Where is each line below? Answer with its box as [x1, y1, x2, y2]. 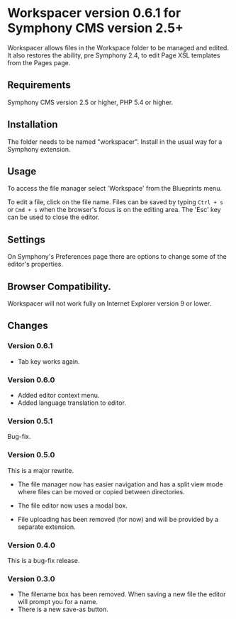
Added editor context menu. [17, 391, 100, 399]
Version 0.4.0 [7, 540, 55, 550]
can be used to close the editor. [7, 213, 100, 221]
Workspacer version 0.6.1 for [7, 5, 181, 21]
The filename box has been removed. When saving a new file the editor [17, 590, 226, 598]
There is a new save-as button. [17, 605, 108, 614]
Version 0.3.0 [7, 574, 55, 584]
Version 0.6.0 [7, 374, 55, 384]
